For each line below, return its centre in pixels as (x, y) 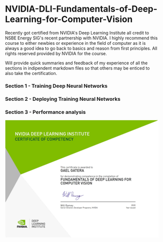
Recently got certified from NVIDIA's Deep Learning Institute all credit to (77, 33)
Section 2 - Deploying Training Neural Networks (63, 99)
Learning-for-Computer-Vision (69, 19)
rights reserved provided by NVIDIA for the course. (56, 53)
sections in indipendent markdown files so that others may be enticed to (77, 68)
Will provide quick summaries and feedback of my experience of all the (76, 63)
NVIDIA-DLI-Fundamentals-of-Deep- (81, 9)
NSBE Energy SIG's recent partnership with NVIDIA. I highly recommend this (81, 38)
